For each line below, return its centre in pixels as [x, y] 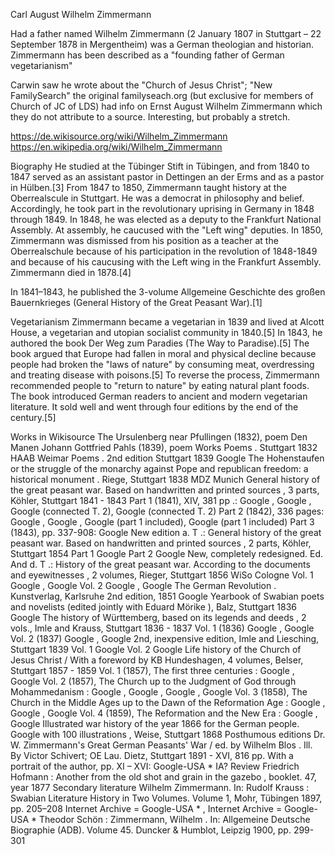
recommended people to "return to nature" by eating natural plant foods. [160, 385]
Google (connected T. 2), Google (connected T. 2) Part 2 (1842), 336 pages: [167, 511]
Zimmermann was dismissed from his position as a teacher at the [144, 240]
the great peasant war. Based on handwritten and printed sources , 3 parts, [165, 490]
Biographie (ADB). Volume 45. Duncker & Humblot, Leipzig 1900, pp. [151, 830]
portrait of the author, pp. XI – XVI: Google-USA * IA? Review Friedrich [155, 766]
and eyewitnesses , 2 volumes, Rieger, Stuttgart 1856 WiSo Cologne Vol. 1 [162, 575]
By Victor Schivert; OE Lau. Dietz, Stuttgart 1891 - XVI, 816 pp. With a [152, 755]
